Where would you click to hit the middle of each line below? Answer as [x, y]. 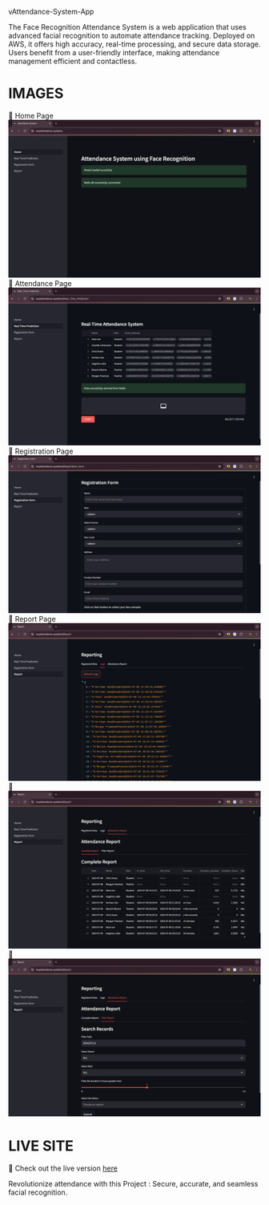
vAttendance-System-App [51, 12]
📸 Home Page [31, 115]
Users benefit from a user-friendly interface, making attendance [114, 52]
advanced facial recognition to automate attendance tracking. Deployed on [132, 36]
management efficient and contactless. [73, 61]
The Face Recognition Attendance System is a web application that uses [127, 27]
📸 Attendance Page [40, 283]
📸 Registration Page [41, 451]
